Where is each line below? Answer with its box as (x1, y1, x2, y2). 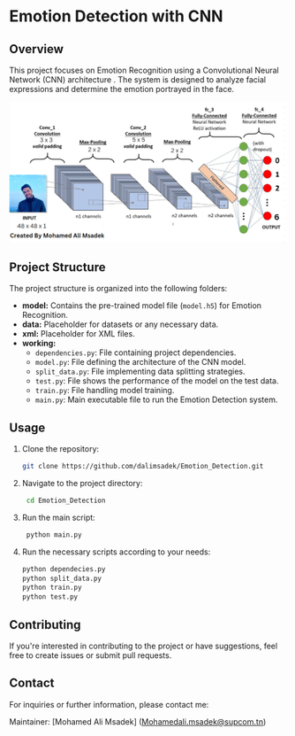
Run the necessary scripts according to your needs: (21, 546, 211, 557)
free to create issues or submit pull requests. (9, 650, 172, 661)
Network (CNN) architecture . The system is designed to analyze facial (9, 74, 267, 85)
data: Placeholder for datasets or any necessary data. (21, 319, 219, 329)
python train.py (21, 583, 82, 593)
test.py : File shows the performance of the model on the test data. (34, 376, 280, 386)
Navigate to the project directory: (21, 477, 143, 488)
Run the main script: (21, 512, 95, 523)
